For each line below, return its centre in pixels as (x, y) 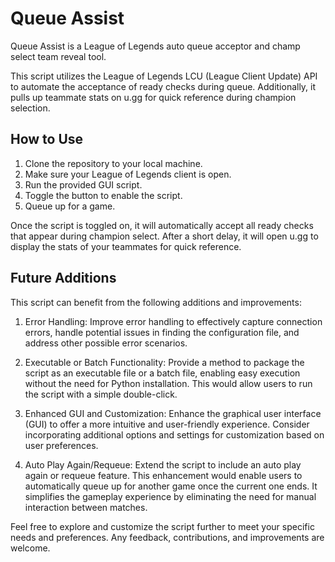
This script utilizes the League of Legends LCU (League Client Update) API (164, 76)
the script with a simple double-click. (101, 394)
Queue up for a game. (70, 206)
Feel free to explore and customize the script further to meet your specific (162, 526)
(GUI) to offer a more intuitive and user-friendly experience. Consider (167, 424)
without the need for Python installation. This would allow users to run (168, 383)
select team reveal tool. (58, 56)
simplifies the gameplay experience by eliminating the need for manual (170, 496)
